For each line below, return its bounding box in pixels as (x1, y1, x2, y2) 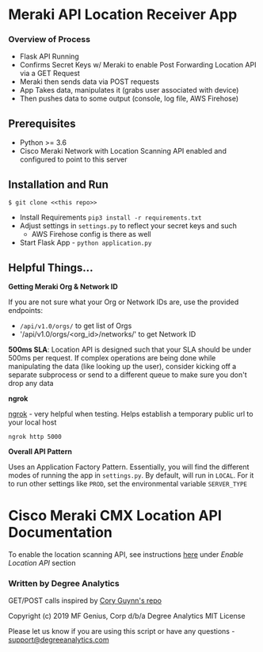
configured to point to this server (19, 154, 128, 164)
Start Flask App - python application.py (19, 238, 152, 247)
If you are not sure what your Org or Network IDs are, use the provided (8, 297, 239, 307)
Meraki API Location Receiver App (8, 6, 238, 24)
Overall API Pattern (8, 446, 73, 456)
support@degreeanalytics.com (8, 635, 109, 645)
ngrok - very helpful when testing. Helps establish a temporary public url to (8, 409, 253, 418)
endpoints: (8, 305, 44, 315)
